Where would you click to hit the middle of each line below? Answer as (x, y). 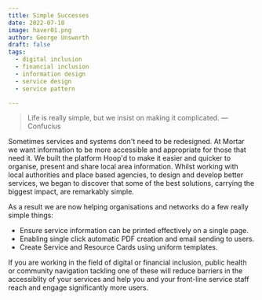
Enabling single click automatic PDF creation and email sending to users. (137, 239)
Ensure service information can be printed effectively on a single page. (134, 231)
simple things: (31, 215)
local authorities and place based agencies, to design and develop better (126, 175)
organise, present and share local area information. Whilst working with (124, 167)
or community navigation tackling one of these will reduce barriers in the (126, 271)
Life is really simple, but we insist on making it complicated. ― (128, 118)
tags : (17, 52)
